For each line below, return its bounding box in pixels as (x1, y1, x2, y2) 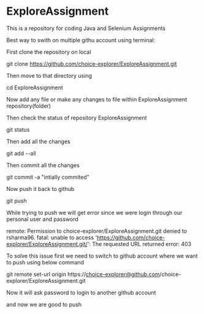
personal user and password (6, 215, 78, 223)
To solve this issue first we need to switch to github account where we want (6, 252, 198, 260)
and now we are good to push (6, 301, 81, 308)
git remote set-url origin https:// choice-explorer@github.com (6, 271, 161, 278)
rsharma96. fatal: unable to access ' (6, 234, 97, 241)
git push (6, 197, 28, 204)
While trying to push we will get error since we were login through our (6, 209, 183, 216)
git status (6, 125, 30, 133)
